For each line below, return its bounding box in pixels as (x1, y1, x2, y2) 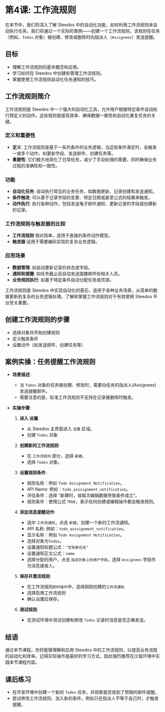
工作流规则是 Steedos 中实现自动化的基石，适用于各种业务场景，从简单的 (5, 287, 153, 293)
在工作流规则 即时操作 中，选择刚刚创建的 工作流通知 (27, 584, 125, 590)
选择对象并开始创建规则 (12, 329, 60, 336)
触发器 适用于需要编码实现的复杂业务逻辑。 (12, 239, 100, 245)
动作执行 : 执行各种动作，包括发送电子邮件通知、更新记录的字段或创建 (12, 201, 153, 207)
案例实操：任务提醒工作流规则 (5, 357, 96, 366)
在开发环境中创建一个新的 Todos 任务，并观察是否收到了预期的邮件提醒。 (12, 689, 160, 695)
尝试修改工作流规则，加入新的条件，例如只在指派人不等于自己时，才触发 (12, 695, 159, 701)
